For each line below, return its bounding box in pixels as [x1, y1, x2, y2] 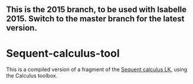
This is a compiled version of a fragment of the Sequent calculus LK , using [6, 66, 188, 73]
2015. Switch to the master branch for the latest [6, 14, 185, 24]
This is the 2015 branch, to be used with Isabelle [6, 5, 187, 15]
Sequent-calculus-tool [6, 46, 120, 60]
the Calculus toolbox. [6, 72, 58, 79]
